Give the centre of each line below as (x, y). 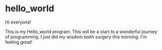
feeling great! (19, 42)
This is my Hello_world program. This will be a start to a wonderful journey (81, 31)
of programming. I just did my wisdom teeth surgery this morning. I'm (76, 37)
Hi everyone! (18, 22)
